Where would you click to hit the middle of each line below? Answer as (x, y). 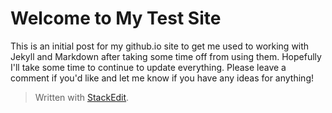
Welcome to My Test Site (116, 18)
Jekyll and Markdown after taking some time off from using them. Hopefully (166, 56)
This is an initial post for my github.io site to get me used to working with (160, 46)
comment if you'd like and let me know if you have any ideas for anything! (162, 78)
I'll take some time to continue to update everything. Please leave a (148, 67)
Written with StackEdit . (82, 97)
